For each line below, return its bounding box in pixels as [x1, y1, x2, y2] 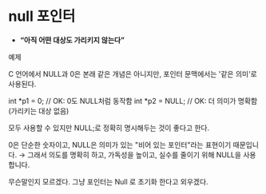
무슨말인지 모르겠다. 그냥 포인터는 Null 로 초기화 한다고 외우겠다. [8, 176, 209, 186]
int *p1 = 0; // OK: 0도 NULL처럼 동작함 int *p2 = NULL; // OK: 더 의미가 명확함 [8, 96, 258, 105]
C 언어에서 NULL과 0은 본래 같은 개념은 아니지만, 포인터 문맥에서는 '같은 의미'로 [8, 69, 257, 78]
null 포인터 [8, 7, 76, 26]
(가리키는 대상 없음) [8, 105, 69, 116]
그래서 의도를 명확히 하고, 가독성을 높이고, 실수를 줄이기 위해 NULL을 [27, 149, 242, 160]
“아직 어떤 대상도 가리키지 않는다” [19, 35, 125, 45]
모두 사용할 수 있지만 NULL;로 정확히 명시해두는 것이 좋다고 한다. [8, 123, 210, 133]
